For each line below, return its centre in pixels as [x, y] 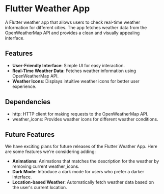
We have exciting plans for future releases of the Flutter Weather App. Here [81, 147]
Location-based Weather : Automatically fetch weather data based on [83, 182]
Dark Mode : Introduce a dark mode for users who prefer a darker [78, 172]
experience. [24, 86]
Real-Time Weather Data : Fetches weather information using [74, 71]
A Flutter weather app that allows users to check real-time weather [73, 22]
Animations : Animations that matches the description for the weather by [85, 161]
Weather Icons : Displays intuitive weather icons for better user [76, 81]
